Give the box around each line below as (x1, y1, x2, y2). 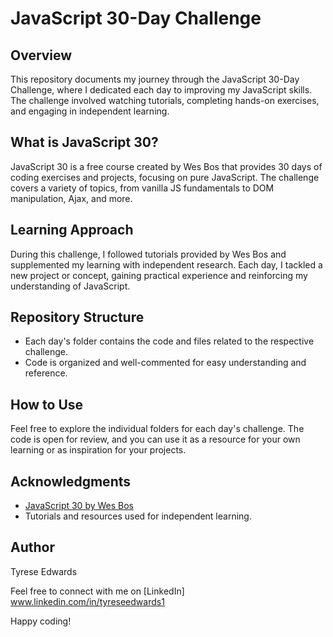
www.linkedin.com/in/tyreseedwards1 (10, 595, 165, 607)
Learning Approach (10, 222, 134, 239)
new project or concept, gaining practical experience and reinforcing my (10, 269, 308, 281)
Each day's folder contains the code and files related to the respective (24, 335, 315, 347)
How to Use (10, 396, 84, 413)
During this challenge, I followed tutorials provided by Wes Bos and (10, 248, 287, 260)
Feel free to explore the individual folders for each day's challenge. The (10, 423, 305, 435)
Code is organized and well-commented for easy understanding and (24, 357, 307, 369)
